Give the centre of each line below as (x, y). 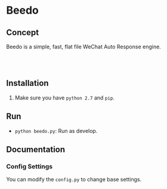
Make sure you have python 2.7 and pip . (65, 97)
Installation (27, 83)
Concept (23, 32)
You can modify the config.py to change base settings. (74, 179)
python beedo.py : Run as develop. (56, 131)
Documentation (36, 150)
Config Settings (29, 166)
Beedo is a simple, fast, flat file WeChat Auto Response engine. (83, 47)
